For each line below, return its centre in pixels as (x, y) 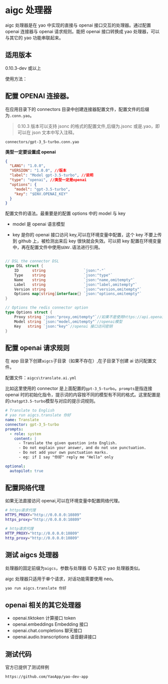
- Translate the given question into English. (68, 443)
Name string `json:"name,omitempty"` (75, 280)
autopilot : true (26, 471)
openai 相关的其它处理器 (43, 605)
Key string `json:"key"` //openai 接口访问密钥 (63, 326)
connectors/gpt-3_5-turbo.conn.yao (42, 142)
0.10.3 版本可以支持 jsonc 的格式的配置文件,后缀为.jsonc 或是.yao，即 (88, 126)
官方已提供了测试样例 (27, 667)
